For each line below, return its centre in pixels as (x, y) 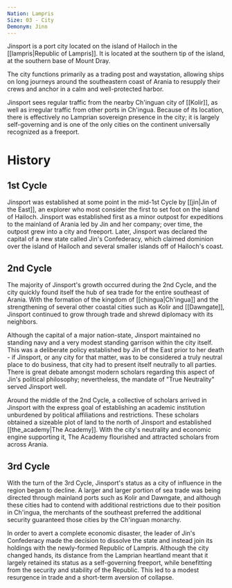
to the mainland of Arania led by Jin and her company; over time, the (105, 224)
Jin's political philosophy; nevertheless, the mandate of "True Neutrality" (111, 379)
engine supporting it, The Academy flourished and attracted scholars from (113, 437)
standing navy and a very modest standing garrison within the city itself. (110, 343)
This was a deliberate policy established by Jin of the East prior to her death (116, 350)
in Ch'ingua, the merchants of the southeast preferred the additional (104, 512)
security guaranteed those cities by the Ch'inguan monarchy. (94, 520)
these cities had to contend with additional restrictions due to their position (114, 505)
